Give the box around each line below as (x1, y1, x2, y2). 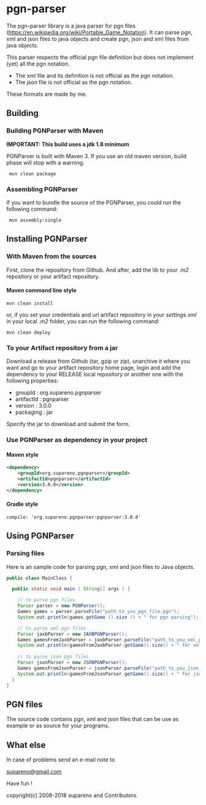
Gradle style (6, 500, 39, 508)
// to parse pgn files (17, 597, 75, 603)
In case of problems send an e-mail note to (6, 756, 115, 763)
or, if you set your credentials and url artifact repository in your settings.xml (6, 311, 197, 318)
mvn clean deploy (6, 329, 51, 335)
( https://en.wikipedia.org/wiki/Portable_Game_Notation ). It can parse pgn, (6, 28, 193, 36)
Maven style (6, 451, 39, 458)
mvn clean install (6, 300, 53, 307)
